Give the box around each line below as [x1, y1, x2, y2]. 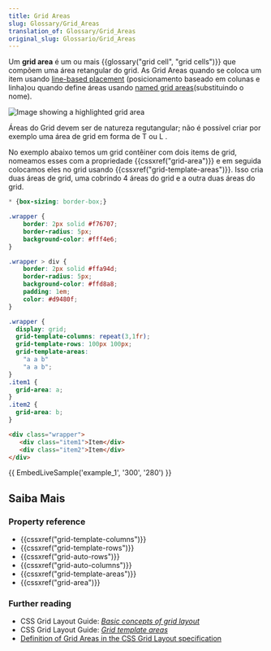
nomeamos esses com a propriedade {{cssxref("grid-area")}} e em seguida [8, 156, 262, 166]
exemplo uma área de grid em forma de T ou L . [8, 132, 168, 142]
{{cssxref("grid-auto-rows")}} [19, 552, 120, 561]
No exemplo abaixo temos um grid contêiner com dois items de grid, [8, 147, 238, 157]
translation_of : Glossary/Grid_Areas [8, 27, 136, 35]
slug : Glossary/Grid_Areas [8, 20, 100, 28]
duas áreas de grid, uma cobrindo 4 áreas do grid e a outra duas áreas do [8, 173, 256, 183]
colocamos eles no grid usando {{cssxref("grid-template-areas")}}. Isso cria [8, 164, 264, 175]
